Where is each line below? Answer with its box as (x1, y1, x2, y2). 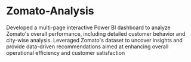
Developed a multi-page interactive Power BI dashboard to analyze (6, 24, 171, 31)
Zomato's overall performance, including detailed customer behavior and (6, 30, 186, 37)
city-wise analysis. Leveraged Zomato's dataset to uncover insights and (6, 36, 183, 44)
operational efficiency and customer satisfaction (6, 49, 125, 56)
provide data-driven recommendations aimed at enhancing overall (6, 43, 169, 50)
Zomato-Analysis (6, 4, 94, 18)
